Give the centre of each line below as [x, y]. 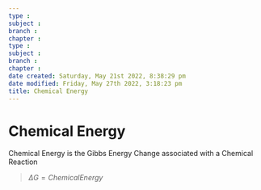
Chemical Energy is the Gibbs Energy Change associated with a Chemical [131, 154]
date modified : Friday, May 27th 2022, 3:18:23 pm [95, 83]
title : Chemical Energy [48, 91]
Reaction [23, 162]
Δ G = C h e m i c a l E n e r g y [65, 178]
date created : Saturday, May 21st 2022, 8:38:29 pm [97, 76]
